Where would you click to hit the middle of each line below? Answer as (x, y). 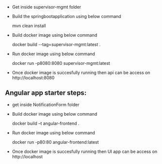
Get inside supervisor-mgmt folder (47, 7)
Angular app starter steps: (46, 93)
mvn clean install (29, 26)
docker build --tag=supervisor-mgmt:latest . (56, 45)
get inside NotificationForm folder (46, 104)
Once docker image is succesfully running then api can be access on (81, 73)
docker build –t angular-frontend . (46, 123)
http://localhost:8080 (33, 78)
